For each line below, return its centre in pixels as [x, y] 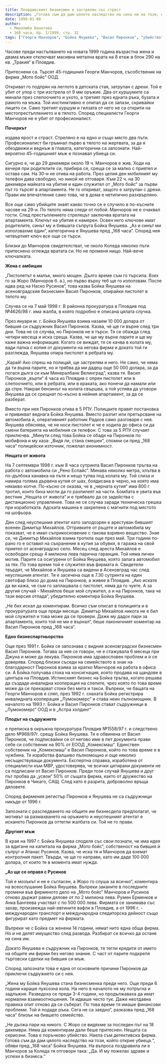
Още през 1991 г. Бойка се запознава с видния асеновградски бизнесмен [83, 646]
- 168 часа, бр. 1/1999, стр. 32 [44, 33]
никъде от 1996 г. [24, 801]
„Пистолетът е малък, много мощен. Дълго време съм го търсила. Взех [82, 275]
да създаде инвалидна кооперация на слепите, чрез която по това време [83, 683]
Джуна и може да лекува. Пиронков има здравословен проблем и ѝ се [81, 657]
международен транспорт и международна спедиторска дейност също [82, 913]
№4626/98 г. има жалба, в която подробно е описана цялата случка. [79, 311]
